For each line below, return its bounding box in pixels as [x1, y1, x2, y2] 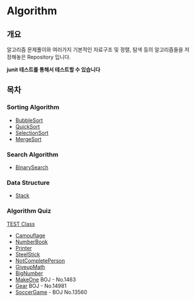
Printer [15, 244, 32, 251]
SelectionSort [15, 129, 49, 136]
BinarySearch [15, 164, 49, 171]
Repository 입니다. [27, 53, 71, 60]
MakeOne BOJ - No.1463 [15, 276, 76, 283]
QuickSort [15, 123, 40, 130]
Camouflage [15, 232, 46, 239]
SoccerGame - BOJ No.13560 [15, 289, 87, 296]
